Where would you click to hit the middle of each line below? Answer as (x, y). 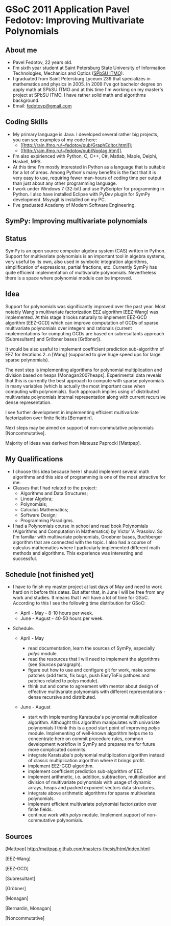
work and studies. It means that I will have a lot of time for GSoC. (81, 598)
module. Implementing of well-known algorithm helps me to (90, 734)
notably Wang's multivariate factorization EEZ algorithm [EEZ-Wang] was (82, 312)
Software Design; (39, 515)
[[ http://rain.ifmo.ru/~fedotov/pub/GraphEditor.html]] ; (76, 145)
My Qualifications (34, 459)
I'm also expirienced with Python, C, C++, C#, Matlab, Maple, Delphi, (85, 156)
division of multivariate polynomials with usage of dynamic (90, 782)
